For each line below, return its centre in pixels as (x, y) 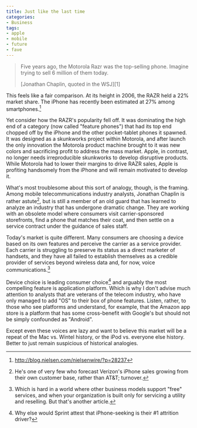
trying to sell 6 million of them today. (64, 73)
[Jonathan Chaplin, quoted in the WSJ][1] (70, 84)
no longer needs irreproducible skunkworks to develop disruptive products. (97, 158)
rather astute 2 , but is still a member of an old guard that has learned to (91, 201)
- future (17, 45)
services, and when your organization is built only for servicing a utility (100, 395)
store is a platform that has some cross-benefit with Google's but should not (98, 313)
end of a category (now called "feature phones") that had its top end (89, 126)
